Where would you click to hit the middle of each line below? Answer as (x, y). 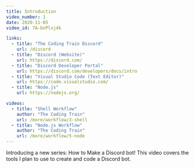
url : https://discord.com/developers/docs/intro (77, 71)
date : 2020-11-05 (27, 22)
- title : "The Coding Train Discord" (57, 44)
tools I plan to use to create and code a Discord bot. (69, 159)
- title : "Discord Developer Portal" (57, 66)
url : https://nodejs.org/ (48, 93)
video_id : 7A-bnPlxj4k (34, 28)
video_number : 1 (26, 17)
